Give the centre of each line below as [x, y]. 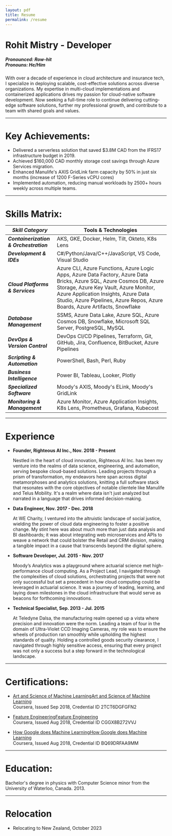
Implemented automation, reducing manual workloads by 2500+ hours [87, 183]
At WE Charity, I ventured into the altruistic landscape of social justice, [87, 519]
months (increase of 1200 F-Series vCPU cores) [63, 177]
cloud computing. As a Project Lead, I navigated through [101, 571]
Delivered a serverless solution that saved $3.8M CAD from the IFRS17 [87, 150]
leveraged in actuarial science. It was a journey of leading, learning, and [89, 587]
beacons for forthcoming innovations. [52, 599]
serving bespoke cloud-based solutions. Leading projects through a [84, 471]
